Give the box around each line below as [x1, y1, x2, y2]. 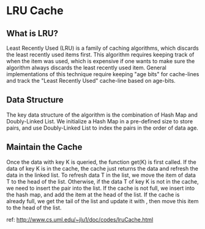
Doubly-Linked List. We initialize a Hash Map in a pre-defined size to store [6, 117, 193, 125]
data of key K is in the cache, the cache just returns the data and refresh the [6, 165, 199, 172]
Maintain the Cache [6, 142, 83, 152]
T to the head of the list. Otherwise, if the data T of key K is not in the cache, [6, 177, 199, 185]
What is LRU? [6, 28, 58, 39]
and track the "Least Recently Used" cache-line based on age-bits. [6, 77, 176, 84]
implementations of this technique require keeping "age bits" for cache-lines [6, 71, 199, 77]
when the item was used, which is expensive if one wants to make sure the [6, 58, 195, 64]
